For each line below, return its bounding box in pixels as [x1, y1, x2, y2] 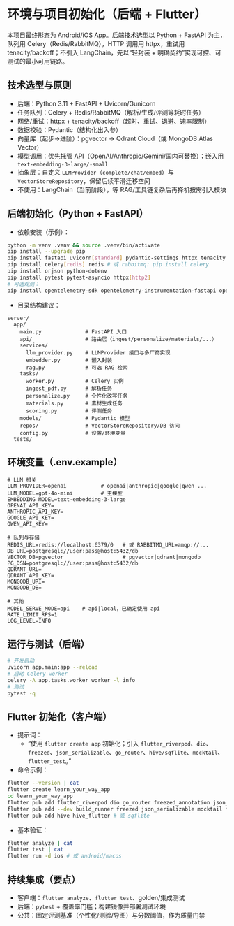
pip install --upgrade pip [7, 248, 86, 255]
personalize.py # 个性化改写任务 [25, 392, 128, 399]
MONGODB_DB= [7, 584, 42, 591]
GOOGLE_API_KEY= [7, 514, 54, 521]
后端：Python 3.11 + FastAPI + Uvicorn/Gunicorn [17, 99, 156, 108]
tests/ [13, 435, 33, 442]
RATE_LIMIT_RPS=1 [7, 612, 58, 618]
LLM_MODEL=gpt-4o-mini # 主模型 [7, 490, 123, 497]
